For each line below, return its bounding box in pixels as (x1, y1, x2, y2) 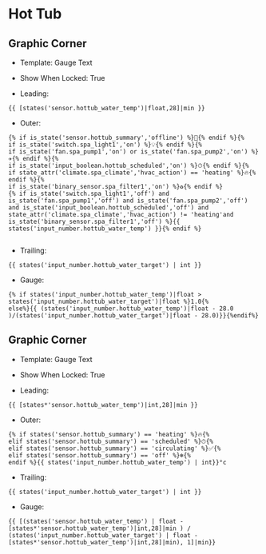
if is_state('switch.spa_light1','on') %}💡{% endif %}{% (8, 141, 202, 149)
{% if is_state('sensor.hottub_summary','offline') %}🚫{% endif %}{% (8, 134, 245, 141)
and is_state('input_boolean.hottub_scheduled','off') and (8, 204, 209, 212)
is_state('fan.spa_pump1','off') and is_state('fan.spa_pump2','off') (8, 197, 248, 205)
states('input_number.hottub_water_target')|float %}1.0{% (8, 297, 209, 305)
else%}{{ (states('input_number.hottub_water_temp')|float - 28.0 (8, 305, 234, 313)
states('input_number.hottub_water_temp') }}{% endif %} (8, 225, 202, 233)
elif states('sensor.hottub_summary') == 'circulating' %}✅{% (8, 444, 221, 452)
